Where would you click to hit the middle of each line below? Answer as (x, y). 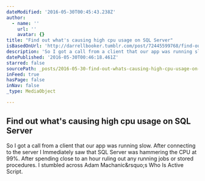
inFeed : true (23, 74)
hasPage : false (26, 80)
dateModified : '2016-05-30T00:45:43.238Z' (61, 12)
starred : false (26, 63)
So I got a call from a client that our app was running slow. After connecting (101, 145)
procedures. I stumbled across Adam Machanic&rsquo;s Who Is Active (95, 165)
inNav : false (23, 86)
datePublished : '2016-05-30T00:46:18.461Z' (63, 57)
